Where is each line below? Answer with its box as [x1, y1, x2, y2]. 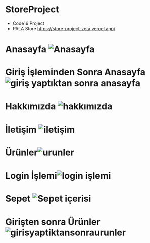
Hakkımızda [5, 100, 56, 112]
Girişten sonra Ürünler [5, 216, 101, 228]
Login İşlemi [5, 170, 57, 182]
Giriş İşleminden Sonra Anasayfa [5, 67, 145, 78]
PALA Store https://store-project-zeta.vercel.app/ [12, 25, 116, 31]
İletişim [5, 124, 37, 135]
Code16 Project [12, 20, 44, 26]
